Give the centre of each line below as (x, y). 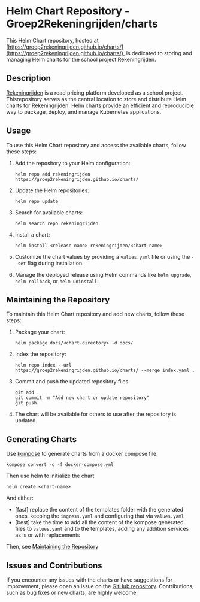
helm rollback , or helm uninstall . (57, 281)
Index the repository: (40, 354)
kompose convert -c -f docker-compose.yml (60, 465)
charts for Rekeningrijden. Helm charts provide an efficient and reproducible (100, 105)
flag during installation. (55, 263)
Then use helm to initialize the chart (50, 476)
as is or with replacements (47, 535)
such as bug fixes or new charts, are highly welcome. (72, 592)
